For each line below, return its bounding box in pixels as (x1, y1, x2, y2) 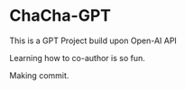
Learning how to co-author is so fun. (9, 52, 146, 63)
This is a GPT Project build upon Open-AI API (9, 35, 178, 46)
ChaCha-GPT (9, 5, 111, 26)
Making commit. (9, 69, 69, 81)
